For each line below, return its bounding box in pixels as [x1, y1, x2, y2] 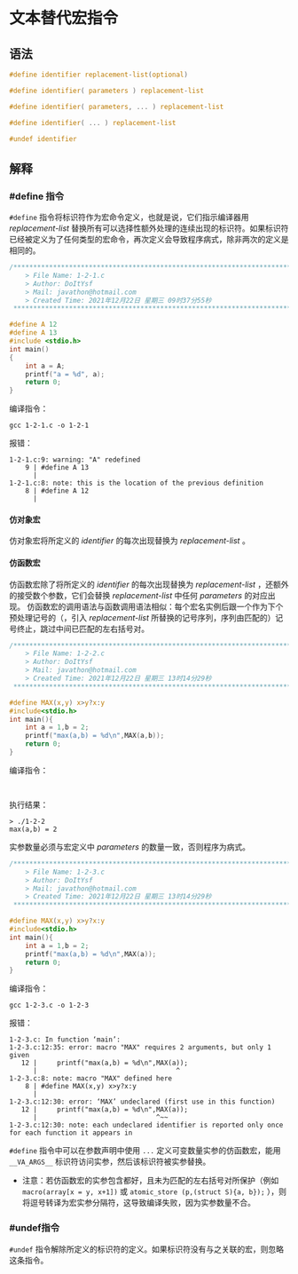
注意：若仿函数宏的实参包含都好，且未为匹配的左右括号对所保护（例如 [21, 1175, 279, 1186]
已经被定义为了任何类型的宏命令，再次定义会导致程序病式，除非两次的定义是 [9, 234, 289, 245]
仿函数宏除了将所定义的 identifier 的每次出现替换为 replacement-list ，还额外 [9, 579, 289, 590]
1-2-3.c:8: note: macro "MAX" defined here [9, 1074, 173, 1083]
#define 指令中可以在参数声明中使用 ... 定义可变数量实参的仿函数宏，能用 [9, 1145, 281, 1156]
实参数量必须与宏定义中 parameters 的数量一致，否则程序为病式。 [9, 841, 251, 852]
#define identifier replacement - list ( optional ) [9, 70, 189, 79]
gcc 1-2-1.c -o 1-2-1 [9, 421, 90, 431]
